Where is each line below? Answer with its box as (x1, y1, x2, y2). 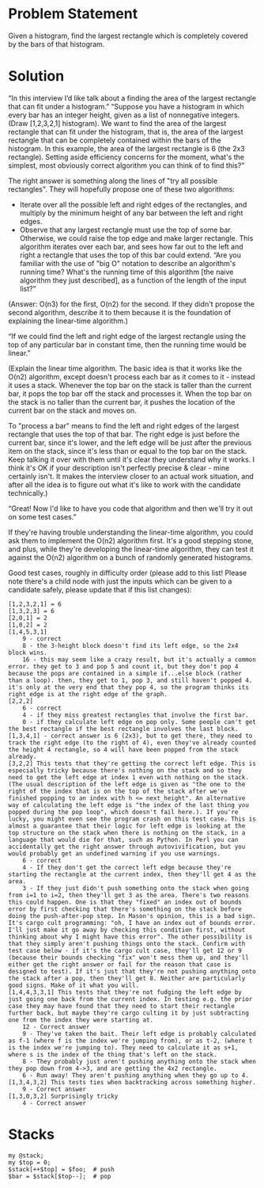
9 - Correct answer (22, 1085, 87, 1093)
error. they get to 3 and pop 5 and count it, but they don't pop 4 (8, 662, 239, 670)
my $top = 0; (8, 1158, 51, 1167)
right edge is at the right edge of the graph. (8, 690, 168, 698)
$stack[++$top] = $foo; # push (8, 1165, 115, 1173)
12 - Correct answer (22, 1022, 90, 1030)
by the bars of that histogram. (8, 39, 105, 48)
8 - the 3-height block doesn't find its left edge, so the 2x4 (22, 642, 239, 649)
